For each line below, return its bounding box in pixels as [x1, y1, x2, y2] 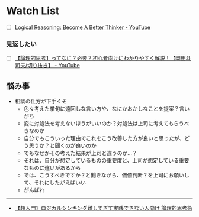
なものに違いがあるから [23, 164, 81, 171]
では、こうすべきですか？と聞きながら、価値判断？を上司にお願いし [23, 171, 190, 179]
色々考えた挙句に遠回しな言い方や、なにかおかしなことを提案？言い [23, 105, 190, 112]
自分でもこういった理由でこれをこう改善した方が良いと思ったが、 [23, 135, 185, 142]
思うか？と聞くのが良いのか [28, 142, 97, 149]
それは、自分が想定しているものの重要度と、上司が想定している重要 [23, 157, 190, 164]
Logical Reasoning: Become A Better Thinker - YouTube [14, 24, 151, 31]
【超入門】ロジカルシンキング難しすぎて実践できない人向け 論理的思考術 [14, 205, 193, 212]
